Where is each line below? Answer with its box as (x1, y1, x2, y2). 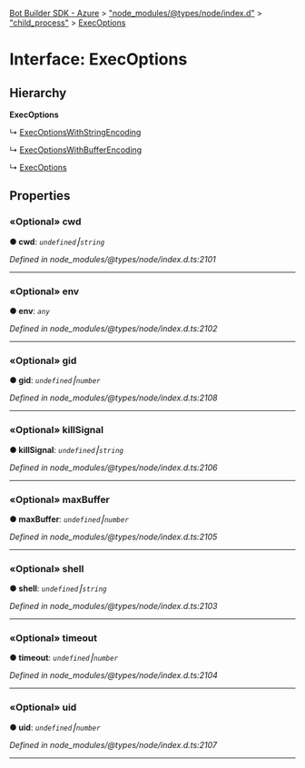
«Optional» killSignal (9, 424, 104, 437)
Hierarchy (9, 85, 67, 101)
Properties (9, 188, 71, 203)
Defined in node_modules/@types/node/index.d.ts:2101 (9, 253, 216, 264)
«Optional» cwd (9, 215, 82, 228)
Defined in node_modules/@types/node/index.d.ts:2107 (9, 739, 218, 750)
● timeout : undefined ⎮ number (9, 653, 119, 664)
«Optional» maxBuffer (9, 493, 111, 506)
